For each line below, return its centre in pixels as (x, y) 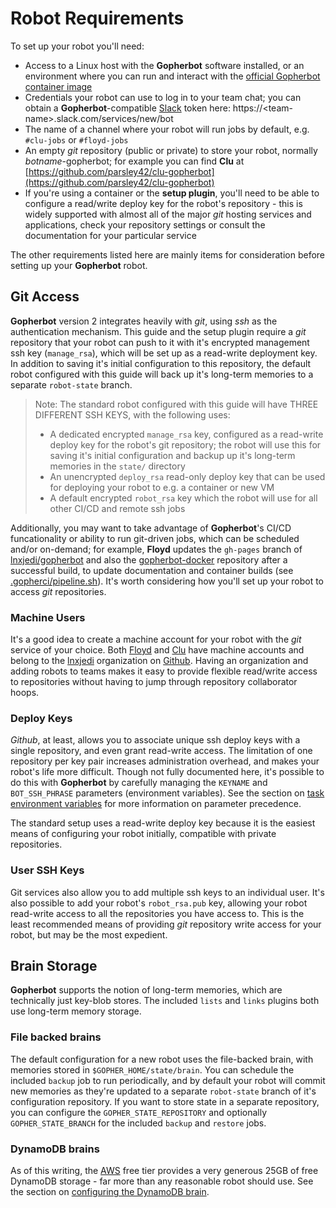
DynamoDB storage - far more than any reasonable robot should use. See (162, 1181)
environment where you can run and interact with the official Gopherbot (172, 76)
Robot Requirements (97, 18)
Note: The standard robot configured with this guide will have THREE (176, 404)
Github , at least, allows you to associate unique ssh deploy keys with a (155, 740)
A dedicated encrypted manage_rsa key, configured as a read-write (186, 434)
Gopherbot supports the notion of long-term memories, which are (146, 990)
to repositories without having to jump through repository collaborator (154, 682)
